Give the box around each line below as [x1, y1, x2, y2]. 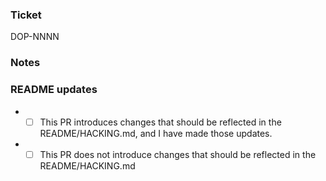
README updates [10, 83, 98, 97]
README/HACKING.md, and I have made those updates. [39, 127, 273, 139]
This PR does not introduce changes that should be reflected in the [39, 148, 317, 160]
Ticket [10, 8, 42, 22]
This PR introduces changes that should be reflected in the [39, 116, 282, 128]
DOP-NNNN [10, 31, 60, 43]
